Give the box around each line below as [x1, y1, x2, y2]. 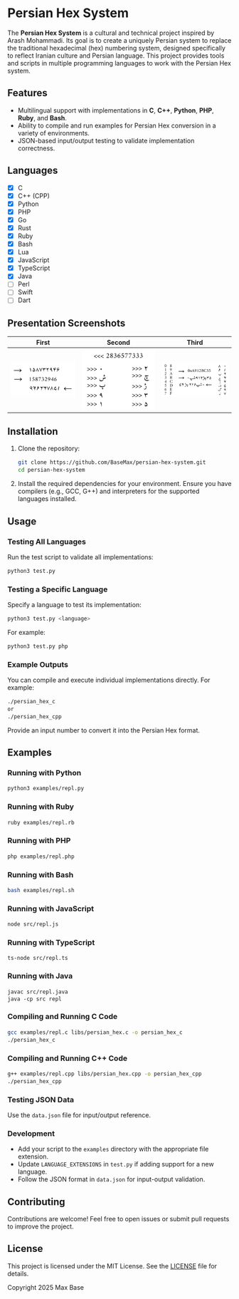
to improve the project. [7, 1222, 74, 1231]
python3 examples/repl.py [7, 785, 84, 792]
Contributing [7, 1196, 65, 1208]
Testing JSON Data [7, 1094, 75, 1104]
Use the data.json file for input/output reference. [7, 1110, 152, 1119]
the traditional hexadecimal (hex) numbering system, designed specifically [7, 43, 226, 52]
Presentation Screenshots [7, 317, 126, 329]
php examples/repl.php [7, 853, 75, 860]
